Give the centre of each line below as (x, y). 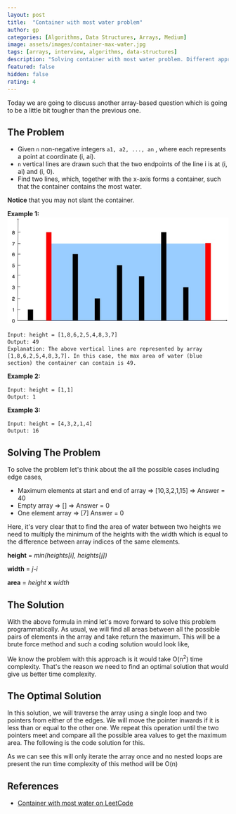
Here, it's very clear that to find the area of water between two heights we (114, 527)
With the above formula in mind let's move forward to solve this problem (112, 621)
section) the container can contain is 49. (72, 363)
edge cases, (25, 477)
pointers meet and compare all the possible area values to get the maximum (117, 735)
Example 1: (24, 214)
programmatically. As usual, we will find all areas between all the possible (113, 629)
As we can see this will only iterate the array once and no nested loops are (115, 756)
